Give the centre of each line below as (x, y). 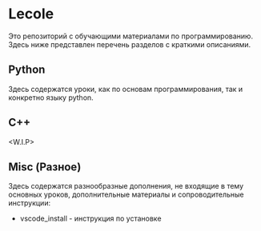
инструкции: (29, 203)
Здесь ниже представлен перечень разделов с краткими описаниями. (130, 44)
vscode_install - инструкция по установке (90, 219)
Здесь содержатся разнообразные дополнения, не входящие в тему (126, 186)
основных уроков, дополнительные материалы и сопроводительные (126, 195)
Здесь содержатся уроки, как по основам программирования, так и (126, 89)
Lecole (31, 14)
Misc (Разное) (45, 167)
